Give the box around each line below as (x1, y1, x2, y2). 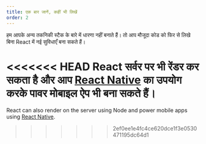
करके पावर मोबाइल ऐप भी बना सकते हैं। (6, 86, 156, 100)
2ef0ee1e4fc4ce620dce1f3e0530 (112, 125, 197, 132)
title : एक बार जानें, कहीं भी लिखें (6, 9, 78, 15)
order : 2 (6, 15, 29, 21)
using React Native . (6, 113, 56, 120)
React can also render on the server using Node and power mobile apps (6, 107, 188, 114)
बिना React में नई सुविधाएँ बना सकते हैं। (6, 38, 86, 46)
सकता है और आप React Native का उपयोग (6, 73, 182, 87)
